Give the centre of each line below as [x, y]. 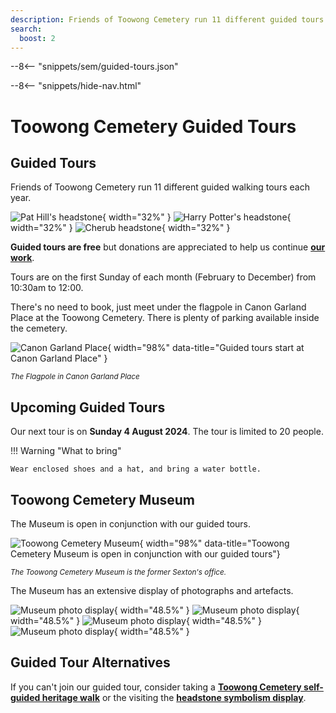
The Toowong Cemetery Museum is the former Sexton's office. [118, 572]
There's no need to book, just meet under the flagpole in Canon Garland [158, 307]
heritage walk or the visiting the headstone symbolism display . [174, 697]
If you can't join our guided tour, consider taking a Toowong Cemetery [156, 687]
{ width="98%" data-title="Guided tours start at [206, 348]
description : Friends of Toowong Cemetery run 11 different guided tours [167, 19]
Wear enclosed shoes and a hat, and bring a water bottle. [136, 469]
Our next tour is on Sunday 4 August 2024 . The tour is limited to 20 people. [167, 432]
